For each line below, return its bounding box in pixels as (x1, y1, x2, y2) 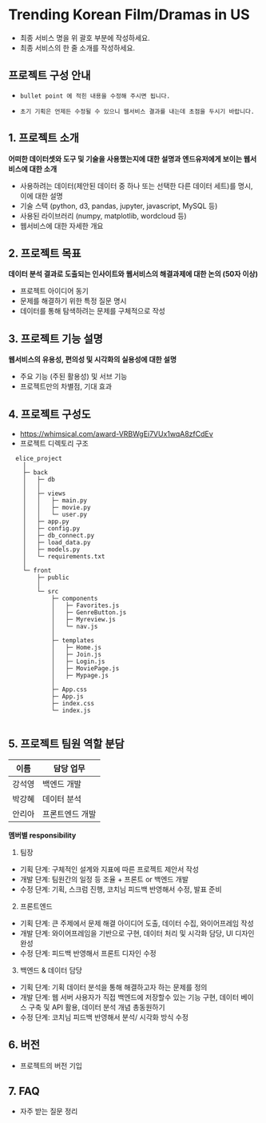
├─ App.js (50, 693, 84, 701)
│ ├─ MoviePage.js (50, 665, 120, 673)
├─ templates (50, 637, 94, 645)
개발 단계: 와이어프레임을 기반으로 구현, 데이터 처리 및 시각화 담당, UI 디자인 (19, 928, 255, 937)
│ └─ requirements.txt (22, 553, 105, 561)
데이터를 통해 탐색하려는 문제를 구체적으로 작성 (19, 306, 165, 316)
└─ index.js (50, 706, 91, 714)
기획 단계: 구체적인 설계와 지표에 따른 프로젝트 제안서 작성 (19, 864, 200, 873)
